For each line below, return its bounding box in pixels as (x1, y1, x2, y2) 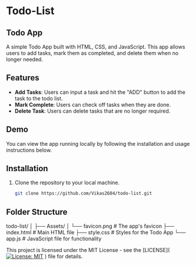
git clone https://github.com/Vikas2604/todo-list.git (14, 191, 152, 197)
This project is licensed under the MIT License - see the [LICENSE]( (6, 247, 170, 254)
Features (6, 73, 39, 83)
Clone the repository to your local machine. (14, 179, 119, 187)
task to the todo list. (14, 94, 63, 102)
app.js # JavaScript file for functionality (6, 235, 102, 243)
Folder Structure (6, 207, 68, 217)
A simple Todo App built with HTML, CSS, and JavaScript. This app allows (6, 43, 185, 50)
